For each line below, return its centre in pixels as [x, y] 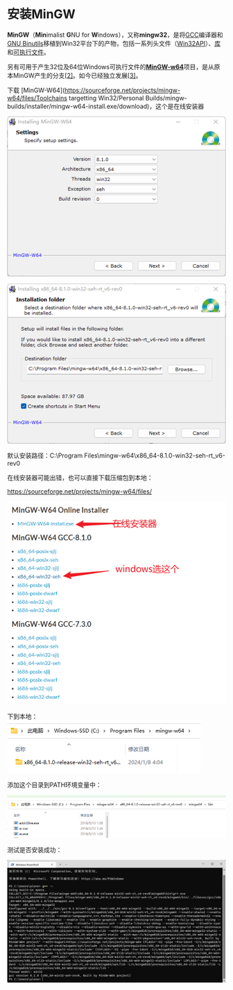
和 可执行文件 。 [28, 52]
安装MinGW [42, 14]
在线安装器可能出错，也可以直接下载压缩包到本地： [80, 478]
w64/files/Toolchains [37, 98]
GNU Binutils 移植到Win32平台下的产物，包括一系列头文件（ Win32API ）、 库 [114, 43]
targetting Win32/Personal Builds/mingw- [128, 98]
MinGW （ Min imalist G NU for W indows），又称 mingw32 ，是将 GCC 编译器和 [115, 35]
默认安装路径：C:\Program [45, 455]
